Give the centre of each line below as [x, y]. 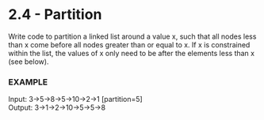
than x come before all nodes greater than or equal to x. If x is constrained [129, 44]
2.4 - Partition [55, 15]
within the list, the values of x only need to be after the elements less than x [132, 53]
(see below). [29, 62]
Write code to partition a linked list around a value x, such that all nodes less [132, 36]
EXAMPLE [28, 82]
